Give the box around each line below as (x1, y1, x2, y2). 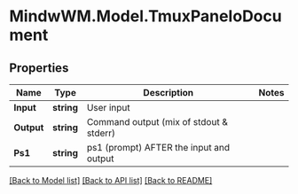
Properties (9, 60, 69, 75)
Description (143, 87, 194, 98)
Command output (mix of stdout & (86, 116, 228, 128)
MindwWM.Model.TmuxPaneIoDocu (9, 6, 282, 27)
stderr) (86, 127, 116, 139)
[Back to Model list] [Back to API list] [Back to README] (9, 175, 213, 185)
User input (86, 102, 130, 113)
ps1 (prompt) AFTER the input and (86, 142, 231, 153)
